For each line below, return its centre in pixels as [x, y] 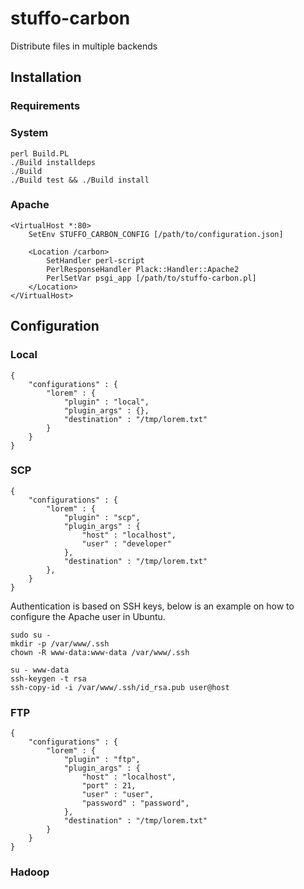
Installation [46, 77]
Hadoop [30, 872]
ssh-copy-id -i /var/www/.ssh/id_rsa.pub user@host [120, 687]
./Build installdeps [53, 162]
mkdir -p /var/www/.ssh [60, 643]
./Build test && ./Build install [80, 180]
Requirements [45, 106]
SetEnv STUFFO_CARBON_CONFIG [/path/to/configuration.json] [156, 234]
